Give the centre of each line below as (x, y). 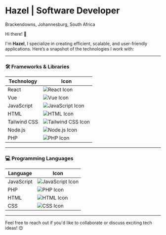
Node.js (17, 130)
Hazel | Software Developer (62, 11)
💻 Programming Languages (39, 159)
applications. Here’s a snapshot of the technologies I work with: (70, 49)
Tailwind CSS (23, 122)
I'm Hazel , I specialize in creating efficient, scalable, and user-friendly (76, 43)
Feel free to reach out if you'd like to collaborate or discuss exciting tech (79, 223)
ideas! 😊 (14, 228)
